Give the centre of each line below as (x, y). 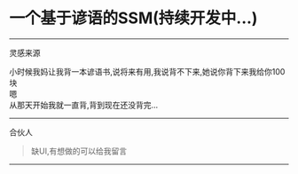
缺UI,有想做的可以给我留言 (79, 151)
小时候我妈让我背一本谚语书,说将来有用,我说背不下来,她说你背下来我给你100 (147, 71)
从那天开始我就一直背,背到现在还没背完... (84, 105)
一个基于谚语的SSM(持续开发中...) (133, 18)
